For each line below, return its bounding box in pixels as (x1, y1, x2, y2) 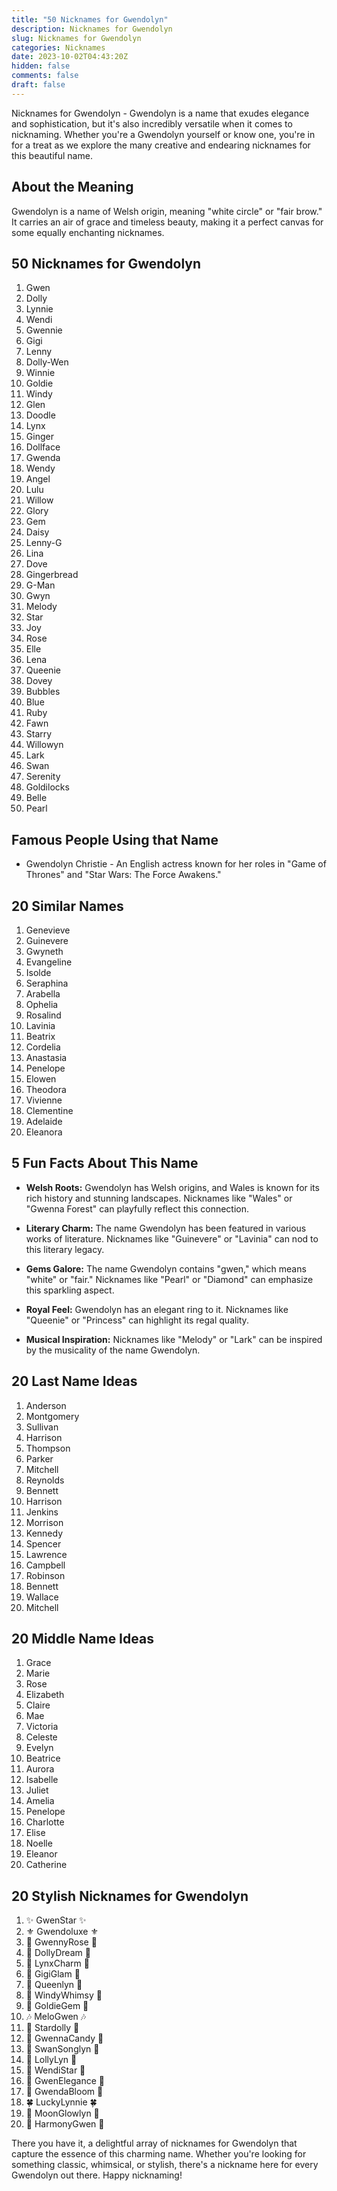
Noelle (25, 1837, 53, 1850)
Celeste (25, 1731, 58, 1743)
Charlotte (25, 1816, 65, 1828)
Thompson (25, 1442, 71, 1454)
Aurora (25, 1763, 55, 1775)
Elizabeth (25, 1689, 65, 1701)
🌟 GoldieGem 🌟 (25, 2000, 89, 2012)
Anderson (25, 1399, 67, 1411)
